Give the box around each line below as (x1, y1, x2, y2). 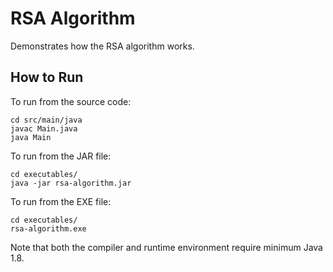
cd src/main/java (10, 115, 83, 125)
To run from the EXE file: (10, 195, 112, 207)
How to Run (10, 69, 84, 86)
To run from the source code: (10, 95, 132, 107)
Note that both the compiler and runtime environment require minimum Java (10, 241, 323, 253)
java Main (10, 132, 52, 142)
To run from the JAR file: (10, 150, 112, 162)
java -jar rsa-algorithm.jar (10, 178, 132, 188)
